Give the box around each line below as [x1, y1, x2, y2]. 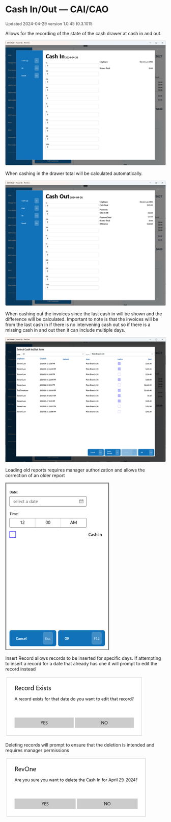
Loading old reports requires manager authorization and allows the [5, 467, 145, 473]
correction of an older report [5, 472, 65, 478]
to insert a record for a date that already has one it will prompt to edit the [5, 660, 158, 666]
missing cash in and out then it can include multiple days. [5, 327, 126, 333]
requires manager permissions [5, 747, 70, 753]
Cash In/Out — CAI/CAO [5, 4, 109, 15]
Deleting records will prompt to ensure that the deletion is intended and [5, 741, 155, 748]
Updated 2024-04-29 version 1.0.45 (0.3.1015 [5, 21, 93, 27]
